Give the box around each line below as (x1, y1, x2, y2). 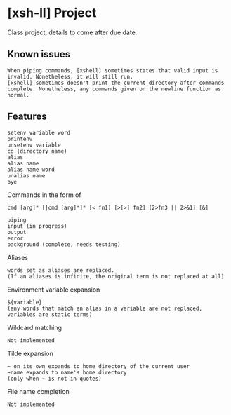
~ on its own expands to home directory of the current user (7, 362, 190, 369)
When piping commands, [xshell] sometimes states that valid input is (7, 67, 218, 74)
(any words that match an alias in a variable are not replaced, (7, 305, 202, 312)
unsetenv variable (7, 142, 61, 149)
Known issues (7, 48, 71, 60)
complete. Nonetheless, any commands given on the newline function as (7, 86, 221, 93)
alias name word (7, 166, 55, 173)
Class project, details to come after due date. (7, 28, 138, 36)
